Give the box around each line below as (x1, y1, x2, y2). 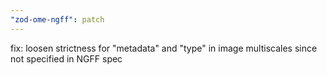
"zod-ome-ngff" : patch (10, 14, 105, 25)
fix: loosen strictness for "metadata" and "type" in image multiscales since (10, 42, 318, 54)
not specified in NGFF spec (10, 52, 123, 65)
